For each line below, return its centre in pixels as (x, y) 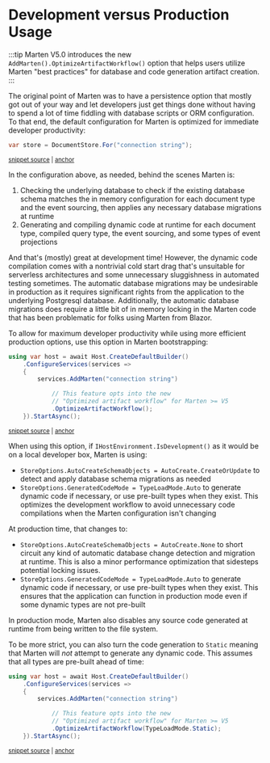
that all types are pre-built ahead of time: (76, 661)
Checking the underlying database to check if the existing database (132, 190)
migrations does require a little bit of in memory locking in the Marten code (132, 309)
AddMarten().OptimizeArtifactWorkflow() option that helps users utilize (127, 63)
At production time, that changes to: (68, 529)
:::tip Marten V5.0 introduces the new (70, 54)
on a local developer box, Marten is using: (78, 454)
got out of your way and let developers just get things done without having (132, 104)
